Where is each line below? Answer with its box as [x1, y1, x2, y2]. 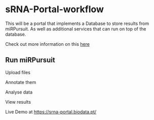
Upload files [5, 69, 30, 75]
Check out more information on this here [5, 41, 90, 47]
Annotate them [5, 79, 36, 85]
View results [5, 99, 31, 105]
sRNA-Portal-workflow [5, 4, 104, 15]
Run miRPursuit [5, 56, 56, 65]
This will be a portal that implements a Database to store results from [5, 20, 149, 26]
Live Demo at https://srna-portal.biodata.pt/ [5, 108, 97, 115]
